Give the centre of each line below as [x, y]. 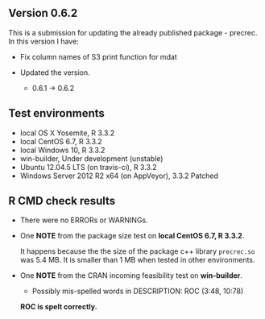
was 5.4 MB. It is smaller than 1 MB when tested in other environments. [137, 260]
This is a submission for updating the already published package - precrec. [133, 32]
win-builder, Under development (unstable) [91, 158]
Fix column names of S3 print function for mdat [98, 56]
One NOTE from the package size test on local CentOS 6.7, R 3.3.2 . [132, 236]
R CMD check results [62, 201]
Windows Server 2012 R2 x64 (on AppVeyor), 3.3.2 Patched [119, 176]
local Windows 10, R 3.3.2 [62, 150]
